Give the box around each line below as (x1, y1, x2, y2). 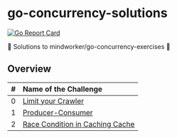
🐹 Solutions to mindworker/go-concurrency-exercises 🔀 (7, 42, 171, 51)
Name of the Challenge (22, 84, 103, 94)
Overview (7, 63, 52, 75)
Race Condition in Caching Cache (22, 119, 135, 129)
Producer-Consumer (22, 107, 94, 117)
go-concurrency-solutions (7, 5, 168, 21)
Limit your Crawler (22, 96, 84, 106)
